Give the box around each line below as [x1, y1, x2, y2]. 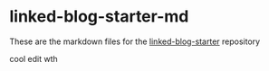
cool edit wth [9, 53, 59, 64]
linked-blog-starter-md [9, 6, 189, 27]
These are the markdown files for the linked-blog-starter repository [9, 36, 261, 47]
